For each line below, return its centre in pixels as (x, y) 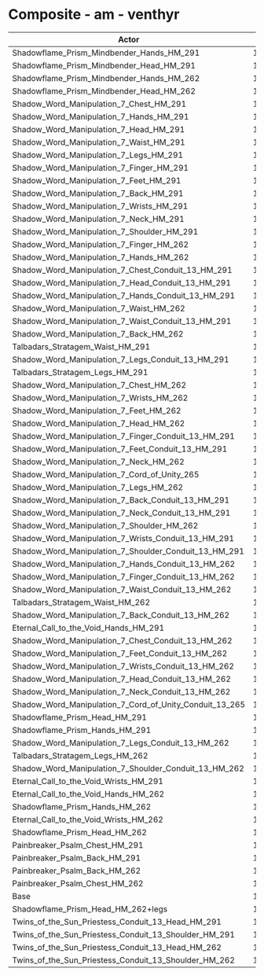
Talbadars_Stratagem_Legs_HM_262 (80, 755)
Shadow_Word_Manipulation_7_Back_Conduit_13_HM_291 (121, 499)
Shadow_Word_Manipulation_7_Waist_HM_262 (99, 308)
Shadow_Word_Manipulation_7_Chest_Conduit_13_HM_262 (123, 640)
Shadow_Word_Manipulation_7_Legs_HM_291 (97, 155)
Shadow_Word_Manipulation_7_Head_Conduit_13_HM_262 (122, 679)
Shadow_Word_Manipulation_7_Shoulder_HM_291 (105, 231)
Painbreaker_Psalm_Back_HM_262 (77, 871)
